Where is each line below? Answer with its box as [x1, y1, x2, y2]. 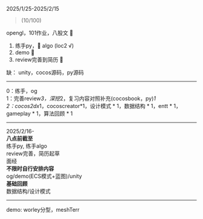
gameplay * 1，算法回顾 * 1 [6, 110, 73, 117]
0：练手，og [6, 87, 37, 94]
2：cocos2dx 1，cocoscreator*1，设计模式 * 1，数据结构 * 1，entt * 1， [6, 103, 181, 109]
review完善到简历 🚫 [14, 56, 63, 63]
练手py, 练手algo [6, 142, 47, 150]
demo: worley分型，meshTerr [6, 206, 80, 213]
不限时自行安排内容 [6, 165, 54, 172]
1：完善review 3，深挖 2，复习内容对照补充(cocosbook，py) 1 [6, 95, 156, 102]
